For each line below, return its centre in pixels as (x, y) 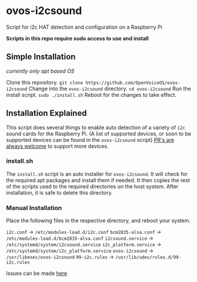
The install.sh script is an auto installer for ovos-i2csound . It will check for (97, 174)
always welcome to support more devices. (57, 146)
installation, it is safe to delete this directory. (59, 192)
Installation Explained (46, 113)
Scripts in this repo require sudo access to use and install (77, 38)
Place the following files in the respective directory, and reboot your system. (98, 220)
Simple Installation (41, 57)
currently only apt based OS (40, 71)
